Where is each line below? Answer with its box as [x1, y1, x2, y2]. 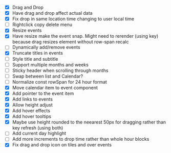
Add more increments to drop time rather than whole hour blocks [12, 136, 149, 142]
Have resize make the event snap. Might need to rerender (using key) [12, 33, 159, 39]
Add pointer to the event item [12, 90, 74, 96]
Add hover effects [12, 108, 51, 114]
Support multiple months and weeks [12, 61, 89, 68]
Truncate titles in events [12, 50, 63, 56]
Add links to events [12, 96, 53, 102]
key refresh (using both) [12, 125, 63, 131]
